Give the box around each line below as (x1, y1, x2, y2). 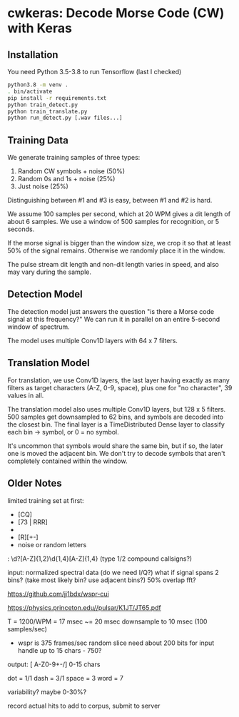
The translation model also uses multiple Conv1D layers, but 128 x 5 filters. (7, 405, 226, 413)
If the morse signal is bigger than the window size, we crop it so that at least (7, 239, 231, 248)
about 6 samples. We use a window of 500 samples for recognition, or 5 (7, 218, 220, 226)
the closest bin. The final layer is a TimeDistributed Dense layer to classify (7, 419, 225, 429)
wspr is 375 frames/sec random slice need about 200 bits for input (17, 639, 215, 647)
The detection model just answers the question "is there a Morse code (7, 307, 215, 315)
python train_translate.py (7, 108, 88, 115)
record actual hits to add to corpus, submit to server (7, 701, 161, 710)
